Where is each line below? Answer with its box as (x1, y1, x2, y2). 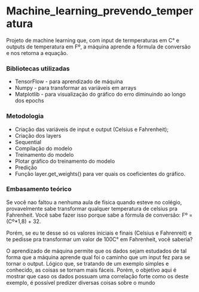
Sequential (14, 138, 42, 145)
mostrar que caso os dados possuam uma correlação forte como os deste (6, 272, 189, 279)
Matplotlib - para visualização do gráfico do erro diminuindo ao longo (14, 91, 186, 98)
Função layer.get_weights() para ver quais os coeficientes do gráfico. (14, 170, 186, 177)
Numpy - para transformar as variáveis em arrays (14, 84, 137, 92)
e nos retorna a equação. (6, 49, 68, 56)
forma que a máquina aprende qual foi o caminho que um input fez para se (6, 253, 190, 261)
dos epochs (14, 97, 44, 104)
